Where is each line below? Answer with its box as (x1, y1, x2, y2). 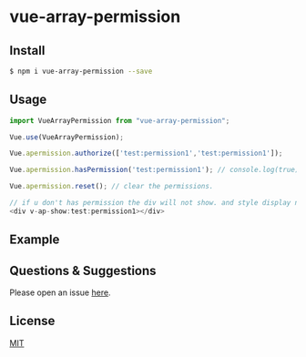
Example (9, 232, 60, 248)
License (9, 313, 56, 329)
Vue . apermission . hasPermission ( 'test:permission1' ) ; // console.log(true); (9, 166, 303, 175)
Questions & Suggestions (9, 262, 157, 279)
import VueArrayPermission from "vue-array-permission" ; (9, 116, 230, 125)
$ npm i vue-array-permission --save (9, 66, 153, 76)
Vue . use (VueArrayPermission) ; (9, 132, 125, 142)
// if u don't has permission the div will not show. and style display (9, 199, 291, 208)
